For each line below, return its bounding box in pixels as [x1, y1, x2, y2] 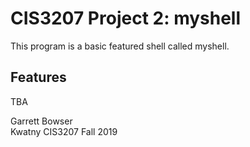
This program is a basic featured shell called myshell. [10, 40, 230, 52]
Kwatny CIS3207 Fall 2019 [10, 125, 118, 137]
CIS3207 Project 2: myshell [10, 7, 242, 30]
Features [10, 69, 67, 86]
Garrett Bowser [10, 115, 73, 127]
